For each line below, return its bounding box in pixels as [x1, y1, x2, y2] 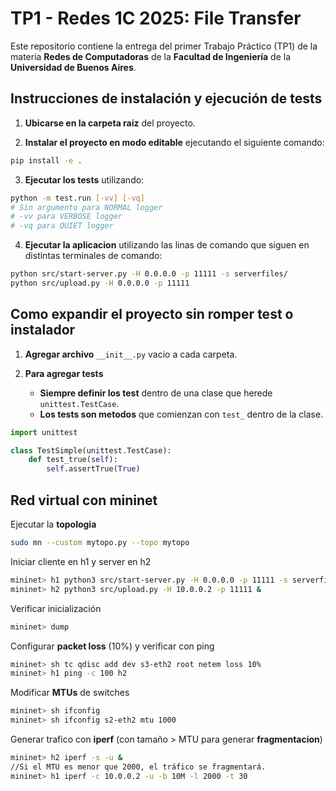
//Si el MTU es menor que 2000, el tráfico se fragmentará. [10, 762, 267, 772]
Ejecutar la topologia [10, 518, 97, 530]
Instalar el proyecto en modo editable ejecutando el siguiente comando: [24, 136, 325, 148]
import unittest [10, 427, 78, 437]
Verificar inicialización [10, 602, 102, 614]
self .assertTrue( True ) [46, 464, 141, 474]
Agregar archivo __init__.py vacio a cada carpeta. [24, 348, 238, 360]
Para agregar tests [24, 367, 104, 379]
